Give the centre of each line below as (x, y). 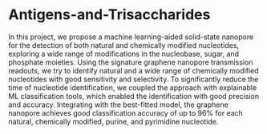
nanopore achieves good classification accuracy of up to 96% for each (125, 112)
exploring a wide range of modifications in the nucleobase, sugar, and (123, 53)
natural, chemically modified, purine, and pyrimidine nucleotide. (113, 121)
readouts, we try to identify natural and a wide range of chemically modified (133, 70)
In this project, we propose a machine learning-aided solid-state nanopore (131, 37)
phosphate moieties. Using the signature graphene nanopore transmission (131, 62)
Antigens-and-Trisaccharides (109, 15)
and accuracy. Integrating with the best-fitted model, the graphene (118, 104)
